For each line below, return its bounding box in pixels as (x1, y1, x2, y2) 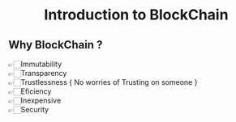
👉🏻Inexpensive (8, 95, 62, 105)
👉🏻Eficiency (8, 86, 52, 96)
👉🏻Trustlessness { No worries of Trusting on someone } (8, 78, 198, 86)
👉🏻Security (8, 105, 49, 114)
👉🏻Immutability (8, 59, 62, 69)
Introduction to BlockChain (44, 6, 229, 24)
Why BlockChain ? (8, 38, 103, 52)
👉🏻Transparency (8, 69, 67, 78)
